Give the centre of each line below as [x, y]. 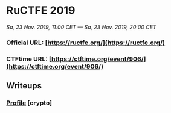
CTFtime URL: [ [29, 59]
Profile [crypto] [29, 103]
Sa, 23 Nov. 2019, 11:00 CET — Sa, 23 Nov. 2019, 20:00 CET [82, 27]
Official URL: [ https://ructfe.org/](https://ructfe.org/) [85, 43]
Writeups [24, 86]
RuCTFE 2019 [41, 11]
